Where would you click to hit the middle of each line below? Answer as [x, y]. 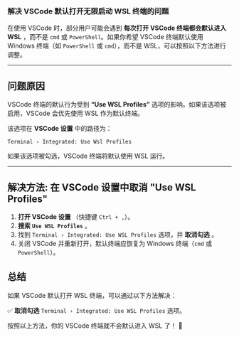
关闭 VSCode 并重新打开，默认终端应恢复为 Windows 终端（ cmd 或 [115, 243]
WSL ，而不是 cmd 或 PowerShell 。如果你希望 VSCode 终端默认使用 [106, 37]
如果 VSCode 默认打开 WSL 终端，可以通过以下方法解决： [92, 295]
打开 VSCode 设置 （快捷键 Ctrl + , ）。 [76, 216]
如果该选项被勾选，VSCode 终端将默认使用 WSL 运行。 [88, 156]
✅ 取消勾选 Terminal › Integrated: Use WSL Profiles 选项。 [97, 310]
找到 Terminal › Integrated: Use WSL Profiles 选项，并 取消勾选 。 [118, 234]
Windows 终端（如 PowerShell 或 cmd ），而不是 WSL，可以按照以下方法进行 [117, 46]
